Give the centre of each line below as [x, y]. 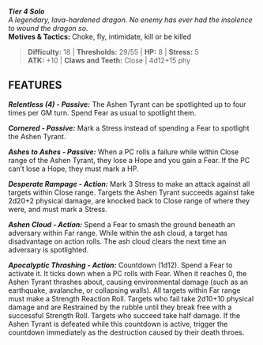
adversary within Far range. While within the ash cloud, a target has [118, 233]
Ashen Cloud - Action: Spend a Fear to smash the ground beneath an [122, 224]
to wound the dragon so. [48, 28]
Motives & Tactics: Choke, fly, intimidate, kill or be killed [100, 36]
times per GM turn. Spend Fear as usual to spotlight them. [102, 112]
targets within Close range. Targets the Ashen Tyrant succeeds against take [131, 192]
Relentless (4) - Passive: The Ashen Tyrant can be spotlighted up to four [127, 104]
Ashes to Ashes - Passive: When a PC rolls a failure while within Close [124, 152]
